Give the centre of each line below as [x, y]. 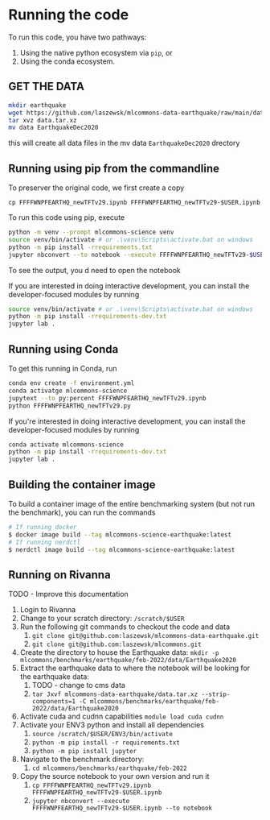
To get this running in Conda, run [63, 369]
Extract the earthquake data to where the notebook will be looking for [135, 668]
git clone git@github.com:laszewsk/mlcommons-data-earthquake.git [145, 636]
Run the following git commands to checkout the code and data [125, 627]
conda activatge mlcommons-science [68, 391]
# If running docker [43, 527]
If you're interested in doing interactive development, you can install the [127, 421]
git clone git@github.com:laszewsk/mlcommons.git [117, 645]
